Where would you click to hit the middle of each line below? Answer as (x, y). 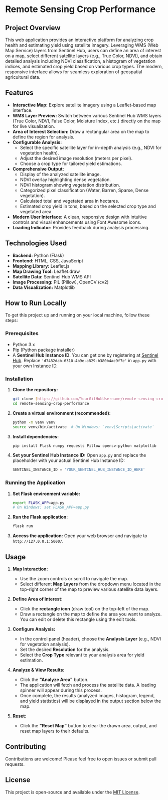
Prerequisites (22, 334)
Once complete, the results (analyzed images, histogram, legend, (87, 696)
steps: (12, 321)
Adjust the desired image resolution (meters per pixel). (76, 158)
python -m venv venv (34, 422)
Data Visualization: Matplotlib (44, 287)
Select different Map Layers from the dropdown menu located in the (91, 584)
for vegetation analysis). (45, 644)
